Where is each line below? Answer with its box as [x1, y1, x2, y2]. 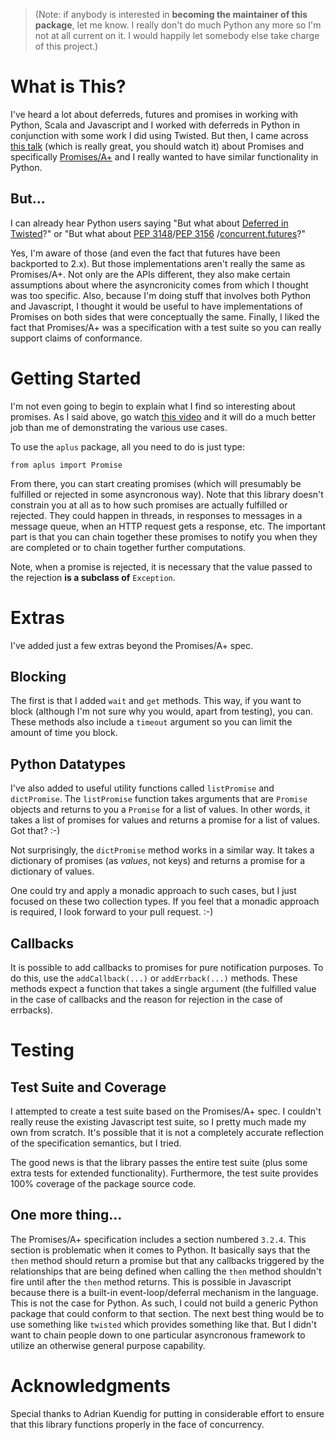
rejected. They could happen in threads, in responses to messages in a [10, 509, 303, 521]
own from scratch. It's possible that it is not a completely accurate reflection [10, 1127, 324, 1139]
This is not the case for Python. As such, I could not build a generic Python [10, 1297, 319, 1309]
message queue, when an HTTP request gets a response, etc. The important [10, 520, 326, 532]
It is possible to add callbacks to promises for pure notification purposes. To [10, 962, 324, 974]
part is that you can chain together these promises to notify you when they [10, 530, 318, 543]
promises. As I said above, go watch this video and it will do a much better [10, 410, 317, 423]
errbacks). [10, 1004, 53, 1016]
